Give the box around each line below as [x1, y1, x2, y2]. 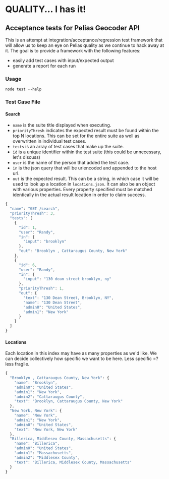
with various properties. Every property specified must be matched [12, 187, 152, 193]
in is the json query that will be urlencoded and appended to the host [12, 165, 157, 171]
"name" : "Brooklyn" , [14, 380, 58, 385]
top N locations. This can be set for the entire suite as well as [12, 133, 140, 139]
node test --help [5, 87, 42, 92]
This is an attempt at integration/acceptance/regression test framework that [5, 37, 163, 43]
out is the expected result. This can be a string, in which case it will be [12, 175, 159, 182]
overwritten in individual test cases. [12, 138, 87, 144]
